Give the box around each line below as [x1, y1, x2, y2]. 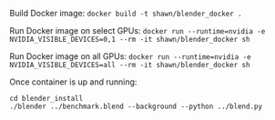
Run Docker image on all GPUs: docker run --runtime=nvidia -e [9, 51, 252, 62]
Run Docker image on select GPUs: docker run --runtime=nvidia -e [9, 25, 266, 35]
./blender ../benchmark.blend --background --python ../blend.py [9, 102, 262, 111]
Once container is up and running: [9, 76, 137, 87]
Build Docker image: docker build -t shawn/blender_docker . [9, 8, 243, 18]
